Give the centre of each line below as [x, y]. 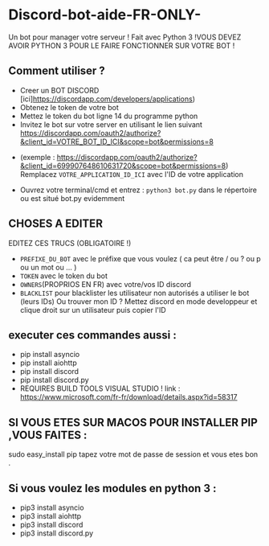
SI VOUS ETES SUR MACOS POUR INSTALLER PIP [133, 423]
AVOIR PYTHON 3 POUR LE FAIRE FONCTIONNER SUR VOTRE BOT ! [122, 45]
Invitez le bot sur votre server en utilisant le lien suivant [111, 124]
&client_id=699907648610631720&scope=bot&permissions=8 [123, 166]
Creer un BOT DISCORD [59, 90]
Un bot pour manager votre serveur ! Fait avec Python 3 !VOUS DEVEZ [125, 37]
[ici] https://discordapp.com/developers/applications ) [107, 99]
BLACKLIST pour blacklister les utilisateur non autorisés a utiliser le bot [134, 293]
